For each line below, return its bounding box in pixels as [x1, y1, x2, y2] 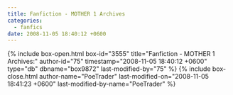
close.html [7, 72, 38, 81]
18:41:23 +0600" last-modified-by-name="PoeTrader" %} [7, 79, 176, 89]
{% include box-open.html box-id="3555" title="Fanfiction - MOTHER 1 [7, 50, 215, 58]
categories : [7, 17, 43, 24]
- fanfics [13, 23, 43, 30]
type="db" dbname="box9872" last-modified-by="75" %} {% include [7, 65, 211, 73]
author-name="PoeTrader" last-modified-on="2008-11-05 [38, 72, 210, 81]
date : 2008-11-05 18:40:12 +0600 [7, 30, 107, 38]
